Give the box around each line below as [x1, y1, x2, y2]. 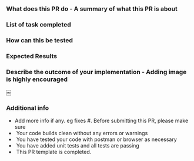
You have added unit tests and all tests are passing [16, 142, 139, 149]
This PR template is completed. [16, 149, 92, 156]
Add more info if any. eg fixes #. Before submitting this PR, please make [14, 117, 189, 125]
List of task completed [6, 20, 72, 28]
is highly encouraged [6, 75, 68, 83]
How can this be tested [6, 36, 73, 44]
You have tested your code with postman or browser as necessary [16, 136, 178, 143]
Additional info [6, 103, 49, 112]
